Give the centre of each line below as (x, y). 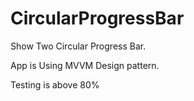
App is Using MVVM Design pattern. (85, 65)
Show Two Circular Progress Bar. (78, 46)
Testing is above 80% (55, 84)
